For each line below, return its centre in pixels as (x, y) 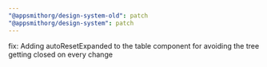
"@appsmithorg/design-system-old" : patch (78, 16)
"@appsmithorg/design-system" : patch (71, 23)
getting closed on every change (61, 54)
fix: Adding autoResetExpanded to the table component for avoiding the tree (134, 45)
